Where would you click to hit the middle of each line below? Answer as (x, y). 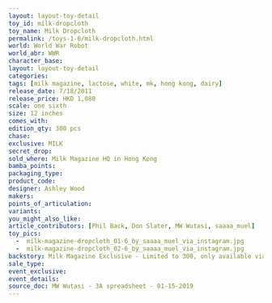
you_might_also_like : (45, 219)
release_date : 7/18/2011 (50, 91)
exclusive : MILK (36, 143)
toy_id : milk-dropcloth (49, 23)
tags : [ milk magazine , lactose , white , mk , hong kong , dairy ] (115, 83)
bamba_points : (32, 166)
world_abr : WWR (34, 53)
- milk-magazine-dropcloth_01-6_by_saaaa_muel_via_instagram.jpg (130, 242)
